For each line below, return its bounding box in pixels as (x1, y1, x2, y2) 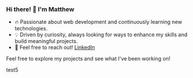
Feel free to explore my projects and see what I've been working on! (6, 55, 171, 62)
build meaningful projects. (14, 38, 78, 45)
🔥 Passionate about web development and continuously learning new (14, 19, 182, 26)
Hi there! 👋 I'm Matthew (6, 5, 75, 13)
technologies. (14, 25, 48, 32)
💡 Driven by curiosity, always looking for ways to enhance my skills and (14, 31, 188, 38)
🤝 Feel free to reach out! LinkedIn (14, 44, 95, 51)
